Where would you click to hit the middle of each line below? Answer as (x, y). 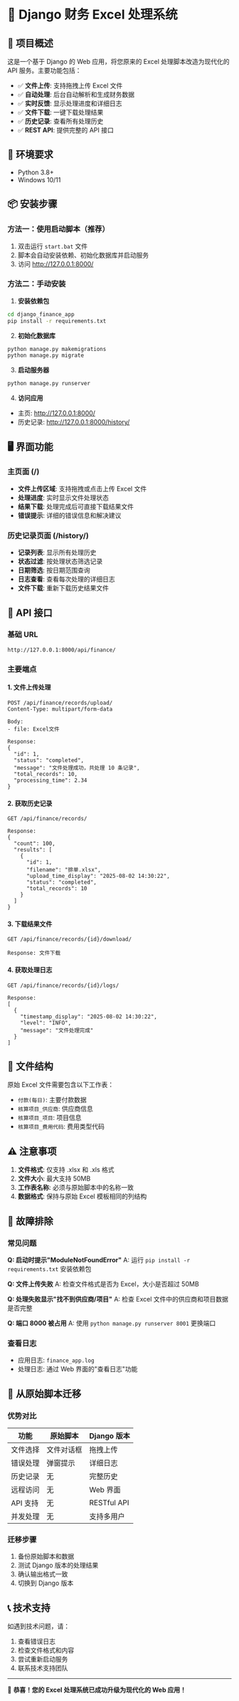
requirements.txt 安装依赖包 (49, 1269)
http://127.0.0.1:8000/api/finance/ (62, 650)
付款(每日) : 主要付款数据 (52, 1100)
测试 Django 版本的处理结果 (58, 1565)
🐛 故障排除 (30, 1221)
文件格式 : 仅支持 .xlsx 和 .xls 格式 (66, 1170)
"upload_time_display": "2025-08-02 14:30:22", (98, 876)
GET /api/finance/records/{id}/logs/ (63, 985)
